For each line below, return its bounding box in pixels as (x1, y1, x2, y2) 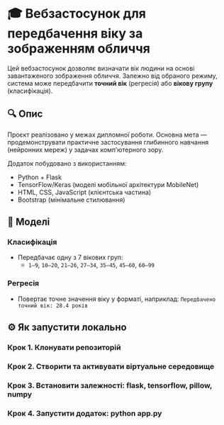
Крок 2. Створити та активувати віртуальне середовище (7, 361, 215, 371)
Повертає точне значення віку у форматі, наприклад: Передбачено (17, 295, 216, 303)
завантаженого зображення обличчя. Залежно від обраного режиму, (7, 72, 218, 80)
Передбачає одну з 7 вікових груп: (17, 253, 123, 262)
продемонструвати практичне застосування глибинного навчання (7, 137, 209, 146)
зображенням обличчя (7, 40, 150, 57)
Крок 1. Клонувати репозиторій (7, 343, 121, 353)
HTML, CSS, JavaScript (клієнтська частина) (17, 188, 152, 196)
